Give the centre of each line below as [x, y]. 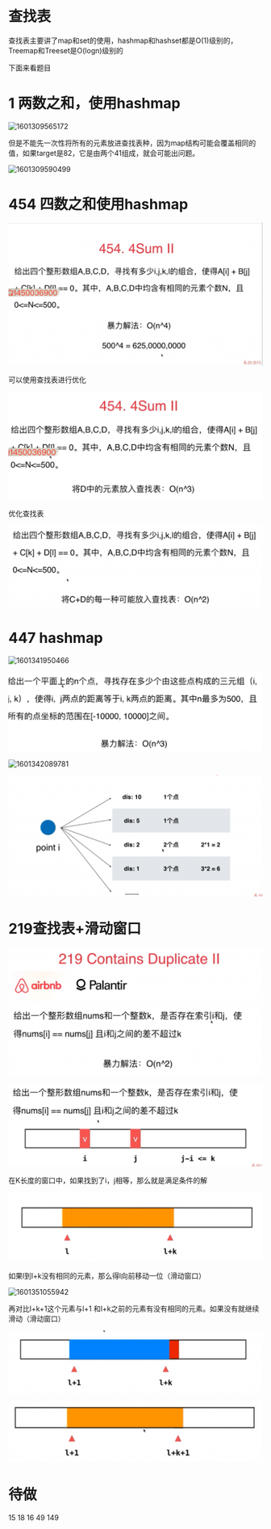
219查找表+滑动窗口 [75, 929]
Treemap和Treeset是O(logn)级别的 [66, 50]
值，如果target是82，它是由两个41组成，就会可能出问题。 [104, 153]
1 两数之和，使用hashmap [94, 104]
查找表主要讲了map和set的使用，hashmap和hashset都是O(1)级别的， [123, 40]
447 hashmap [56, 638]
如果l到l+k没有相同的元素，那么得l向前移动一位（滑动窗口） [107, 1276]
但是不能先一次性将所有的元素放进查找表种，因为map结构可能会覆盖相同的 [132, 143]
